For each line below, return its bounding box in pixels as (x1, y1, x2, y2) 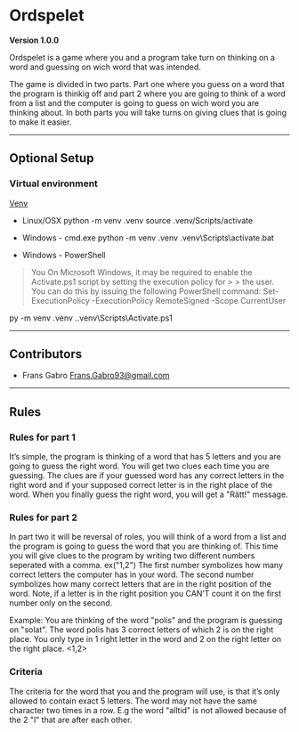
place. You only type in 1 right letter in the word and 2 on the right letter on (9, 634, 282, 645)
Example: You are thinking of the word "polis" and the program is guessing (9, 615, 283, 626)
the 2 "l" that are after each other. (9, 714, 133, 725)
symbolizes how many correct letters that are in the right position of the (9, 579, 271, 590)
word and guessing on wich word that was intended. (9, 61, 202, 72)
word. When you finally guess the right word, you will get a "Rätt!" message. (9, 489, 288, 500)
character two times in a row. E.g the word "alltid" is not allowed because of (9, 704, 287, 715)
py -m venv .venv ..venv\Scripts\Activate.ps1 (9, 313, 174, 323)
